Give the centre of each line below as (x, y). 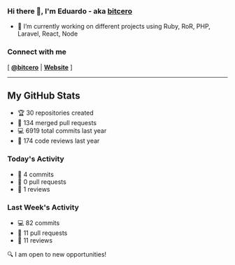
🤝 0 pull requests (42, 182)
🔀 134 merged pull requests (57, 123)
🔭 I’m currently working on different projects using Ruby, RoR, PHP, (114, 27)
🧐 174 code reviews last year (58, 141)
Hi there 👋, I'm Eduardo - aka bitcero (70, 11)
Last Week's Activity (43, 207)
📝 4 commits (36, 174)
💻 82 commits (38, 223)
